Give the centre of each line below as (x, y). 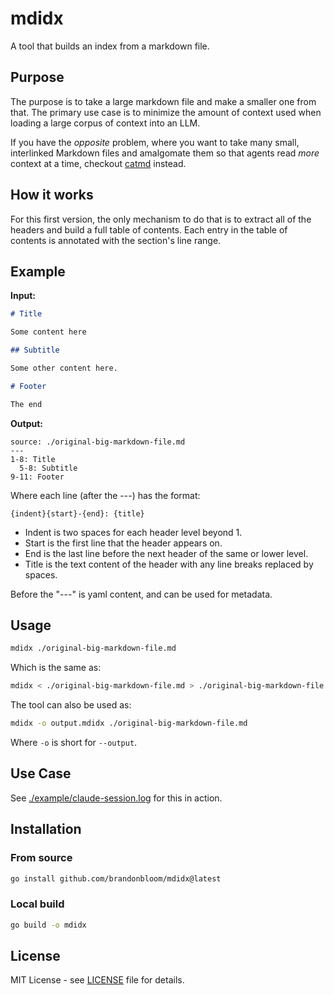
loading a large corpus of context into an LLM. (105, 123)
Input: (23, 296)
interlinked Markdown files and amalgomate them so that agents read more (165, 153)
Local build (37, 904)
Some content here (48, 332)
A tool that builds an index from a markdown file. (110, 46)
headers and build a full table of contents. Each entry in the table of (149, 229)
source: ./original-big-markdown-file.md (98, 442)
